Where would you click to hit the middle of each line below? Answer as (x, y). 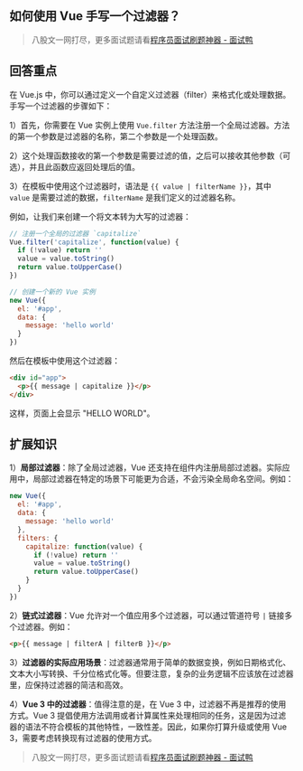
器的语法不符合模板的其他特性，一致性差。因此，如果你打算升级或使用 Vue (148, 727)
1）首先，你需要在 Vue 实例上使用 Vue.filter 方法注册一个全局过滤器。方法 (150, 125)
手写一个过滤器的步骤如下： (61, 106)
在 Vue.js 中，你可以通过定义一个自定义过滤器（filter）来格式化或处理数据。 (150, 94)
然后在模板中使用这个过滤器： (64, 361)
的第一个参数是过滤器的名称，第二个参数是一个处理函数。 (116, 136)
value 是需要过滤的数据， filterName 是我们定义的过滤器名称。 (125, 197)
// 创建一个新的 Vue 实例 (53, 292)
